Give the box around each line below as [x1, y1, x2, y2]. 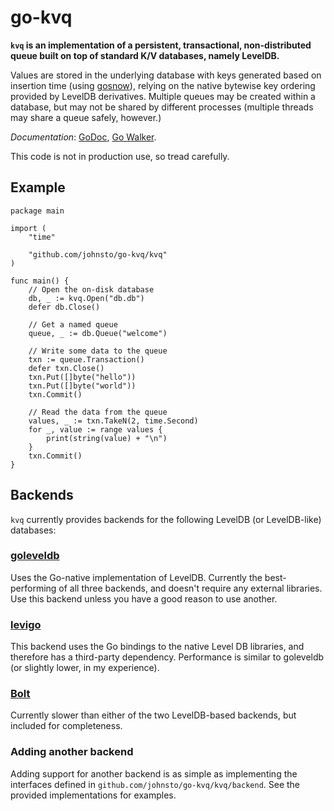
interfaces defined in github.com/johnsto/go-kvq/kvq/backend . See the [10, 778, 301, 790]
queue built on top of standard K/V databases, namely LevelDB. [10, 49, 280, 61]
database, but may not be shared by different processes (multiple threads [10, 101, 314, 113]
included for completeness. [10, 720, 123, 732]
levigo [10, 617, 42, 631]
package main [10, 206, 65, 216]
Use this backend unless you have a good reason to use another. [10, 592, 278, 605]
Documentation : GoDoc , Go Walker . [10, 131, 157, 143]
